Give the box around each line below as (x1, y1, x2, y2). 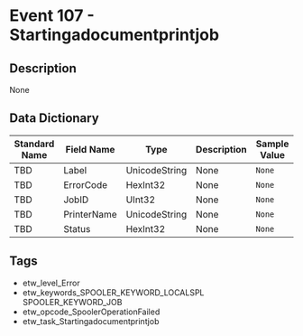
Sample (255, 137, 289, 150)
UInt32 (125, 193, 156, 206)
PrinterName (62, 208, 117, 220)
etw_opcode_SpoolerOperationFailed (22, 306, 161, 317)
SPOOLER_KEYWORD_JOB (22, 296, 123, 307)
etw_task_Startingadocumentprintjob (22, 315, 160, 326)
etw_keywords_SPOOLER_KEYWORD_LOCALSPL (22, 286, 205, 298)
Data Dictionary (9, 110, 99, 126)
